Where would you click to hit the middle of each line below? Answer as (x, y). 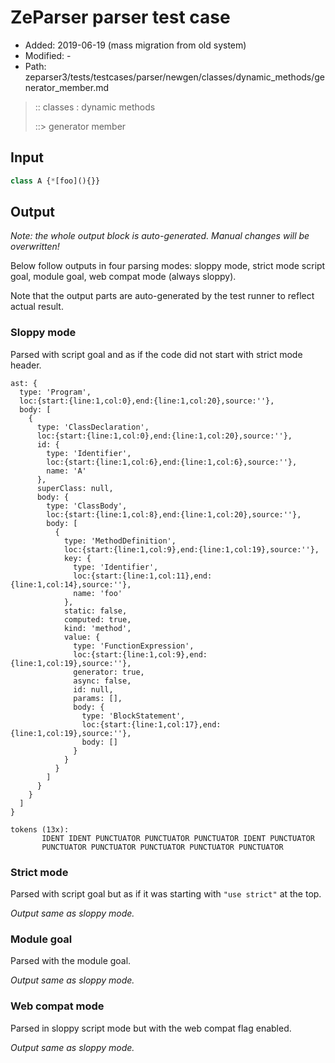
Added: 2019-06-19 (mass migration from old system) (135, 45)
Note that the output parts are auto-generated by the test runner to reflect (162, 296)
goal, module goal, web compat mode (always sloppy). (123, 277)
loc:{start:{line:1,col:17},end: (151, 724)
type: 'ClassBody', (87, 506)
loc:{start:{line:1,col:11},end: (143, 576)
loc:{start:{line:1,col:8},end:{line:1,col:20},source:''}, (174, 514)
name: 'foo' (98, 593)
